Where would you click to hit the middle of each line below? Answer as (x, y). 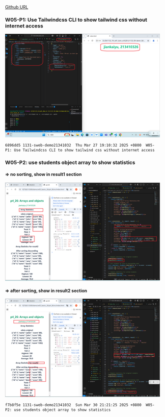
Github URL (17, 7)
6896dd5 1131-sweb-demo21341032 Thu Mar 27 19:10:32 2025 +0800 (73, 146)
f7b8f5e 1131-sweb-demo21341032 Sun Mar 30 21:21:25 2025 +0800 (73, 405)
